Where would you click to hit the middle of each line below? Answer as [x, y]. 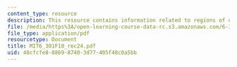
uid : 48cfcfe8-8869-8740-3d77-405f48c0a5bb [72, 53]
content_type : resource [42, 14]
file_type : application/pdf [49, 33]
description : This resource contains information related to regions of [116, 20]
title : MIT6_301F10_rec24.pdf [52, 46]
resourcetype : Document [42, 40]
